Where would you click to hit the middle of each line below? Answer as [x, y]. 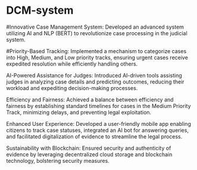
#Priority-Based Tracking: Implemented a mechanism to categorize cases [96, 51]
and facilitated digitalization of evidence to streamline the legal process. [94, 136]
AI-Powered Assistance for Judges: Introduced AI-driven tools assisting [94, 75]
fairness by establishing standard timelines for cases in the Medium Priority [99, 106]
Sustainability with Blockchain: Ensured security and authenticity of [89, 148]
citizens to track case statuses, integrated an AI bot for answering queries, [98, 130]
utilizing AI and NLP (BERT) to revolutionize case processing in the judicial [97, 33]
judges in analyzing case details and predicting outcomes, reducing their [95, 82]
